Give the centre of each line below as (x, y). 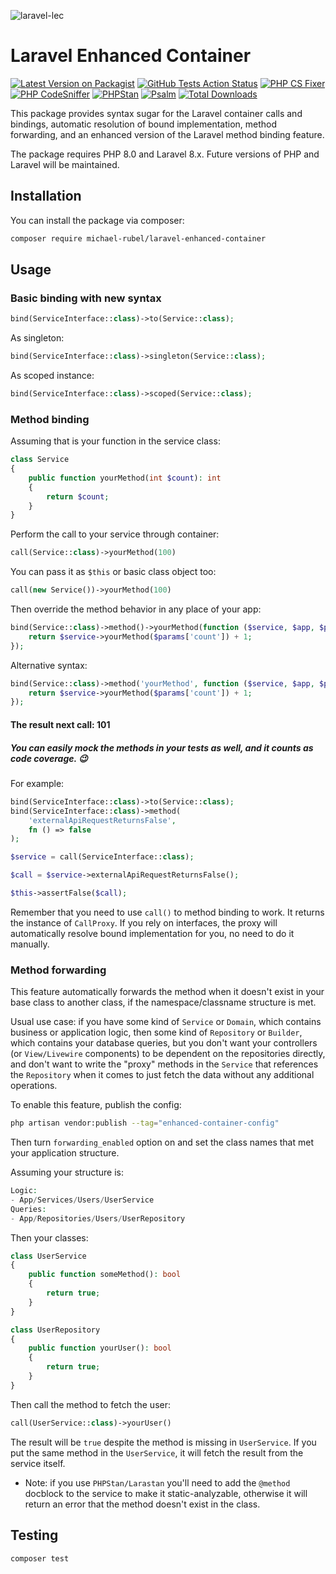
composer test (40, 1558)
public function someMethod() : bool (105, 1275)
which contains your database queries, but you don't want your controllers (164, 1043)
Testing (34, 1535)
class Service (40, 460)
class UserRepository (55, 1330)
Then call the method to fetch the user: (91, 1404)
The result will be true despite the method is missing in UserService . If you (163, 1442)
